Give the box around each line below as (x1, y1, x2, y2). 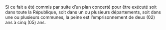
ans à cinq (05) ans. (5, 19, 46, 25)
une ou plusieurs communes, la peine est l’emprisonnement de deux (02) (5, 15, 156, 20)
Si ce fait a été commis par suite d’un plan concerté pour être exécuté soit (5, 4, 157, 10)
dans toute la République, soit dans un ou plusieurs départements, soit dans (5, 9, 161, 15)
